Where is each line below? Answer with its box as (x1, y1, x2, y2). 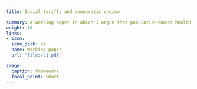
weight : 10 (6, 25, 33, 31)
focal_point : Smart (11, 74, 60, 80)
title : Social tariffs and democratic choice (6, 8, 120, 15)
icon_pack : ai (11, 41, 46, 47)
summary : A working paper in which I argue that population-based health (6, 19, 192, 25)
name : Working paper (11, 47, 62, 53)
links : (6, 30, 22, 36)
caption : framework (11, 68, 60, 74)
